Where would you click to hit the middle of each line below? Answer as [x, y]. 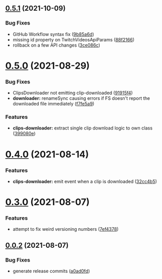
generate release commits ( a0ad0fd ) [51, 271]
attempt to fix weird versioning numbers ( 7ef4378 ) [66, 229]
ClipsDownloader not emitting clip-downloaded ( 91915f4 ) [73, 93]
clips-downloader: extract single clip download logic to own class [83, 128]
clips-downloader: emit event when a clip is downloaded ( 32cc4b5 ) [85, 181]
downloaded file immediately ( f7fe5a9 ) [53, 104]
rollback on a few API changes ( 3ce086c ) [56, 45]
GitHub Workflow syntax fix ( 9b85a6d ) [53, 34]
